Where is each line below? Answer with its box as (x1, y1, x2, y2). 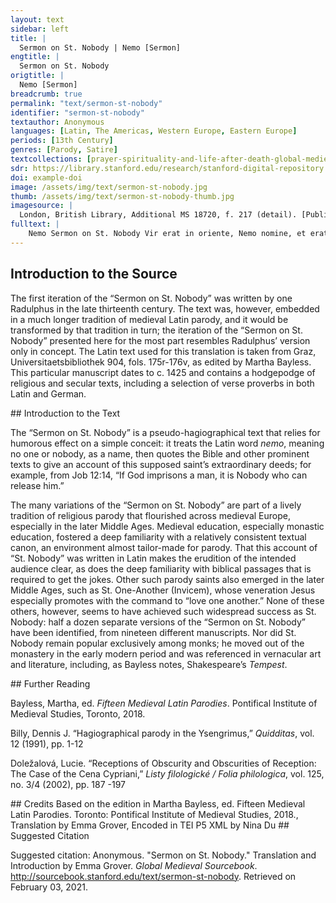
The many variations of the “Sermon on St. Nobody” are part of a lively (10, 499, 302, 511)
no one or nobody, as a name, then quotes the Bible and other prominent (10, 447, 310, 460)
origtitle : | (10, 71, 65, 81)
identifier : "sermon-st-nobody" (10, 107, 145, 118)
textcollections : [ (10, 154, 92, 164)
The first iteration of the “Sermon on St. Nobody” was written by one (10, 292, 293, 304)
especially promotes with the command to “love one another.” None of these (10, 594, 325, 606)
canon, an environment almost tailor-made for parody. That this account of (10, 541, 318, 553)
